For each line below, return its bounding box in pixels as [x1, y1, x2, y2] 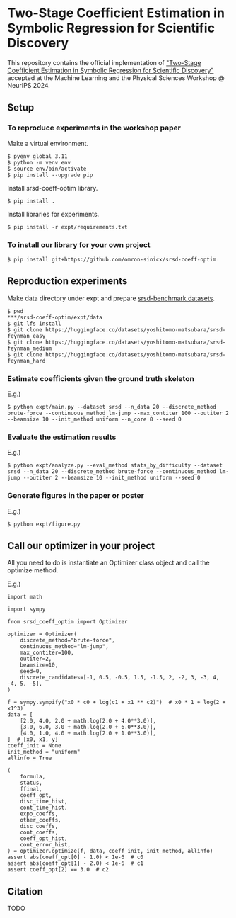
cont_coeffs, [20, 829, 59, 837]
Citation [7, 885, 44, 897]
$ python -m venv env [7, 159, 71, 166]
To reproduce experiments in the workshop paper [7, 123, 182, 132]
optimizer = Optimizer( [7, 630, 78, 638]
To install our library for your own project [7, 239, 151, 249]
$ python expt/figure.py [7, 521, 81, 528]
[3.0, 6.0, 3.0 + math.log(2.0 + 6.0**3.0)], [20, 724, 157, 731]
